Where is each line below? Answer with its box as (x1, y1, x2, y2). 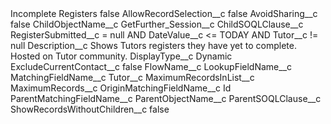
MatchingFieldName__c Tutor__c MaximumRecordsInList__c (10, 72, 255, 83)
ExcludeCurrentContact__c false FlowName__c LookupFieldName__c (10, 61, 293, 72)
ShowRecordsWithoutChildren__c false (10, 103, 170, 115)
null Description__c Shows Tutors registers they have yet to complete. (10, 40, 297, 51)
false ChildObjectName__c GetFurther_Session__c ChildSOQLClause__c (10, 18, 304, 30)
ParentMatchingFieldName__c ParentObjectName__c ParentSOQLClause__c (10, 93, 322, 104)
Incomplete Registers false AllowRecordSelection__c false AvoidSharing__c (10, 8, 318, 19)
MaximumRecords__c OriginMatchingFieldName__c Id (10, 82, 232, 94)
